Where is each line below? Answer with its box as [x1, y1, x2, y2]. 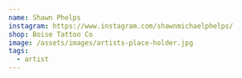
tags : [8, 47, 29, 56]
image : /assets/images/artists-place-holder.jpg [8, 38, 194, 48]
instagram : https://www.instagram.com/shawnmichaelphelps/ [8, 22, 234, 30]
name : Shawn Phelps [8, 13, 82, 22]
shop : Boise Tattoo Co [8, 30, 93, 39]
